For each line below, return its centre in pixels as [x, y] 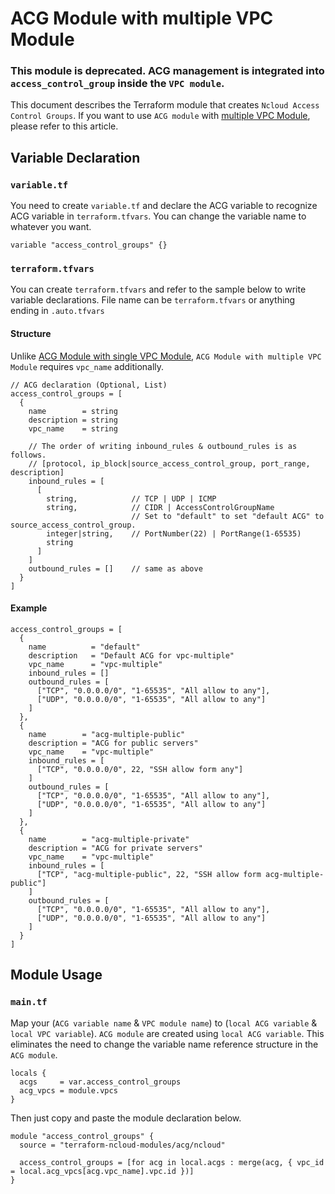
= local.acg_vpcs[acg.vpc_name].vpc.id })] [102, 1171]
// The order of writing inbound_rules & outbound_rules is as [163, 446]
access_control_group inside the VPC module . [117, 84]
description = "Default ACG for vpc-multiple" [131, 655]
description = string [73, 420]
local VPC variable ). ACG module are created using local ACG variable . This [167, 1033]
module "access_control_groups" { [82, 1136]
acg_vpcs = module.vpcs [68, 1090]
